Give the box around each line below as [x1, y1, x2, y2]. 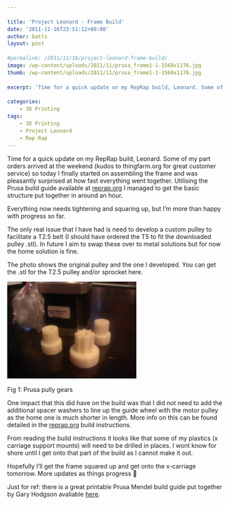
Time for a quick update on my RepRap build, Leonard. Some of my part [7, 154, 211, 163]
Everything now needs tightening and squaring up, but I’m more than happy [7, 204, 222, 213]
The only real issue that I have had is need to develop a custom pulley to [7, 225, 212, 234]
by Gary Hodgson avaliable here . [7, 490, 101, 498]
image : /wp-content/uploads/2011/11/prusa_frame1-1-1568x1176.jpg [7, 62, 202, 69]
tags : [7, 113, 23, 120]
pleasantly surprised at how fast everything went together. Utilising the [7, 176, 209, 185]
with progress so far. [7, 212, 66, 220]
